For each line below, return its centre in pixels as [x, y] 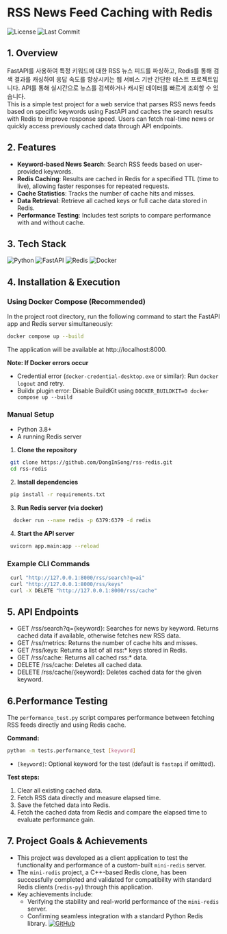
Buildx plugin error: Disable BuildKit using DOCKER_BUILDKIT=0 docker [113, 390]
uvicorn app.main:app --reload [54, 546]
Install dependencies [48, 482]
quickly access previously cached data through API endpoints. [95, 126]
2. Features [32, 148]
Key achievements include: [55, 894]
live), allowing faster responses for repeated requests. [93, 186]
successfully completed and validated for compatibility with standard [114, 879]
